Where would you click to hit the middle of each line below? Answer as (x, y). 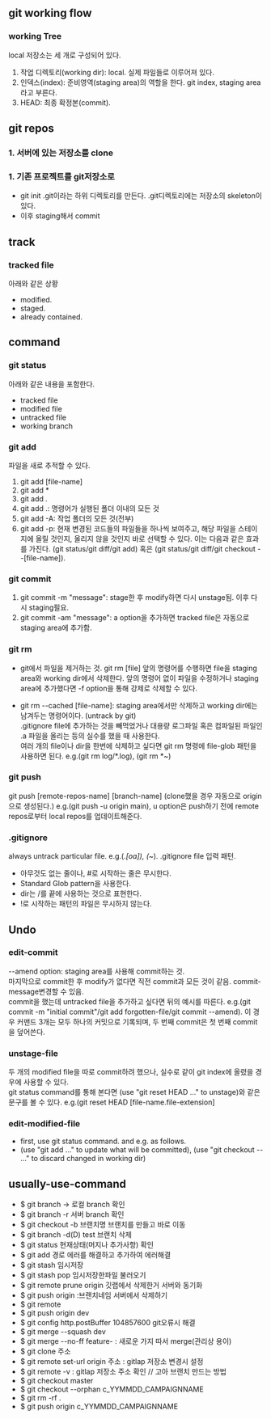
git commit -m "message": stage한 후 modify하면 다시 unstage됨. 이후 (134, 598)
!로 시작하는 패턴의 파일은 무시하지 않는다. (86, 904)
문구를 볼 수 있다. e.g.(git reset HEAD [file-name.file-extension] (112, 1102)
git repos (32, 129)
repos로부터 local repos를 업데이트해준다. (75, 816)
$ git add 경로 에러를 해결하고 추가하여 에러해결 (95, 1255)
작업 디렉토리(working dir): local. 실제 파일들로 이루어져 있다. (117, 72)
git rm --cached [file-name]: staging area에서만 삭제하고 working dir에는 (139, 705)
